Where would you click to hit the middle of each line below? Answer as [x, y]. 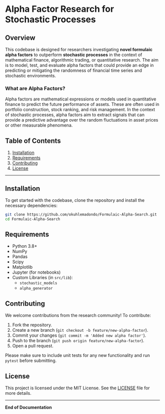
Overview [20, 38]
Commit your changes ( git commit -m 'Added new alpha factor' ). [79, 335]
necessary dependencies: [31, 205]
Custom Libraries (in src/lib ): [42, 278]
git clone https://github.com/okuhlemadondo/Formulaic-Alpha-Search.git [81, 214]
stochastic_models [38, 283]
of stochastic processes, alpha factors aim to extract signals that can [75, 115]
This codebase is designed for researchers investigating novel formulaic [79, 49]
